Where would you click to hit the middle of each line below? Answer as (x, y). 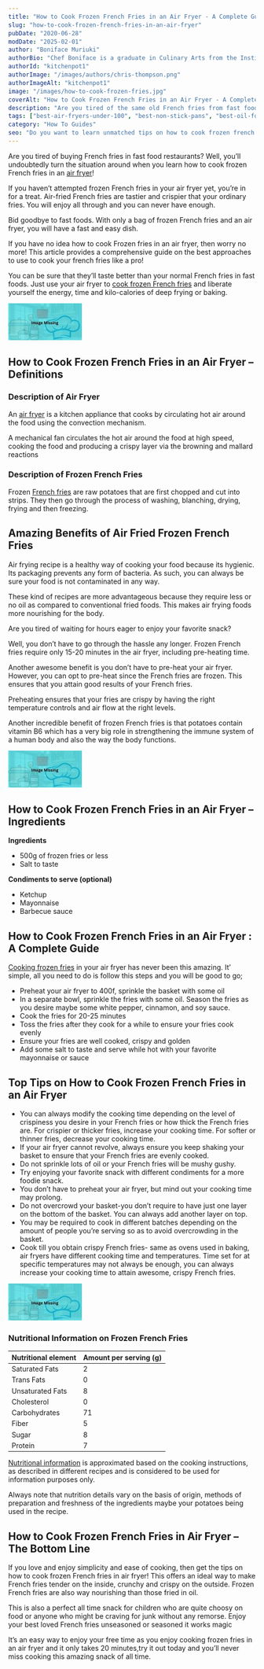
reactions (24, 454)
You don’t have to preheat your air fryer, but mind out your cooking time (136, 1189)
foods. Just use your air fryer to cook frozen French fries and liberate (120, 284)
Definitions (36, 375)
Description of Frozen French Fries (75, 474)
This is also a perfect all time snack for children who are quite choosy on (126, 1608)
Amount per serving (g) (123, 1358)
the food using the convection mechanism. (77, 422)
